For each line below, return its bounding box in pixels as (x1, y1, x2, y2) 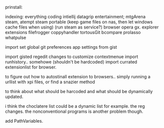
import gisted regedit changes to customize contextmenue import (5, 54, 138, 60)
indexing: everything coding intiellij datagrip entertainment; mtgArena (5, 14, 146, 19)
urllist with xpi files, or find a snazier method (5, 79, 95, 85)
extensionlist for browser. (5, 64, 57, 70)
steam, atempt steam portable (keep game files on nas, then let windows (5, 19, 153, 25)
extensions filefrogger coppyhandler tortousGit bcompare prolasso (5, 30, 141, 35)
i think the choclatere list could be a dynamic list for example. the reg (5, 103, 145, 109)
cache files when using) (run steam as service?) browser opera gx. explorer (5, 24, 159, 30)
